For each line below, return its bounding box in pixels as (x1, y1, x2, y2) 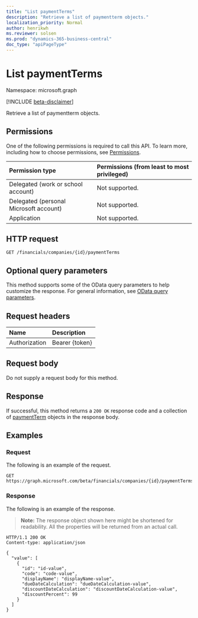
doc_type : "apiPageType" (6, 42, 67, 48)
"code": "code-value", (21, 571, 78, 577)
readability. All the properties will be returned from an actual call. (20, 523, 178, 530)
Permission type (9, 166, 57, 174)
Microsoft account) (9, 204, 62, 213)
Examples (6, 431, 43, 441)
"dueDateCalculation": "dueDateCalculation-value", (21, 581, 151, 587)
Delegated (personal (9, 197, 66, 205)
